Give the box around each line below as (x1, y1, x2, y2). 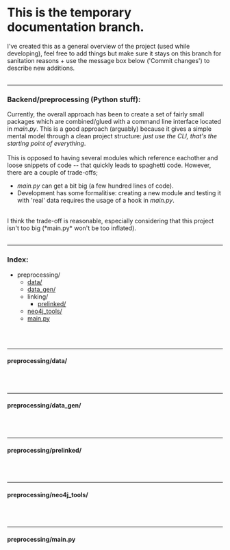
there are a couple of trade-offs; (7, 168, 98, 177)
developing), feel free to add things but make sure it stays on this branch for (7, 49, 222, 58)
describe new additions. (7, 64, 75, 72)
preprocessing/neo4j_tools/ (7, 490, 89, 499)
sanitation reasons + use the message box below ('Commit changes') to (7, 56, 210, 64)
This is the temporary (7, 5, 131, 21)
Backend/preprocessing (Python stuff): (7, 95, 141, 104)
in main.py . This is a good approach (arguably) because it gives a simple (7, 125, 212, 133)
